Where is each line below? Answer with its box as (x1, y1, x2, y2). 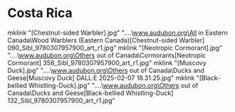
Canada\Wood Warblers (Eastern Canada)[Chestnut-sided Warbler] (7, 35, 205, 44)
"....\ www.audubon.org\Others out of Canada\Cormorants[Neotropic (7, 51, 207, 60)
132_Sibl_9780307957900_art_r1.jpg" (7, 96, 115, 104)
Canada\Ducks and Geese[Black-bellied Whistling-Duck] (7, 89, 174, 97)
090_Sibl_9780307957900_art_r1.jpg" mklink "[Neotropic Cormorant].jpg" (7, 43, 223, 52)
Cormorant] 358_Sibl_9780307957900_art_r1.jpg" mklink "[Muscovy (7, 58, 207, 67)
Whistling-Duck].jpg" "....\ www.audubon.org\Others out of (28, 81, 199, 89)
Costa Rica (7, 5, 73, 21)
